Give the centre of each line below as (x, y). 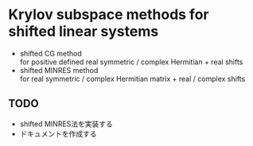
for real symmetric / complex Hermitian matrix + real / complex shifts (132, 79)
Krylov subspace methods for (109, 15)
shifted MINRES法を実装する (66, 124)
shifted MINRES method (59, 70)
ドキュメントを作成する (58, 133)
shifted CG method (51, 53)
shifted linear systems (84, 31)
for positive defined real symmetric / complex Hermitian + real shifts (131, 62)
